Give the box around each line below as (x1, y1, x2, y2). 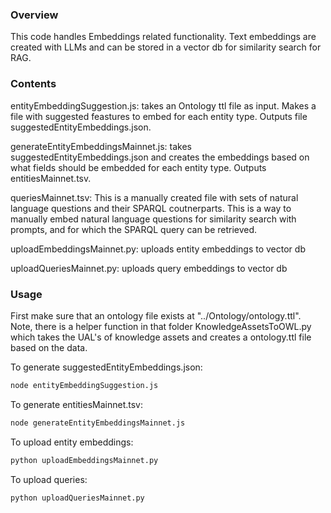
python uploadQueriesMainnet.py (10, 493, 145, 503)
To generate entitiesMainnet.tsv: (10, 398, 144, 410)
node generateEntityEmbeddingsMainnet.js (10, 418, 186, 428)
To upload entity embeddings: (10, 436, 134, 448)
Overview (10, 8, 59, 22)
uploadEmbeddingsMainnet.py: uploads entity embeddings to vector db (10, 243, 306, 255)
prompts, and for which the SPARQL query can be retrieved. (10, 223, 258, 235)
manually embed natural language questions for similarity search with (10, 213, 297, 225)
